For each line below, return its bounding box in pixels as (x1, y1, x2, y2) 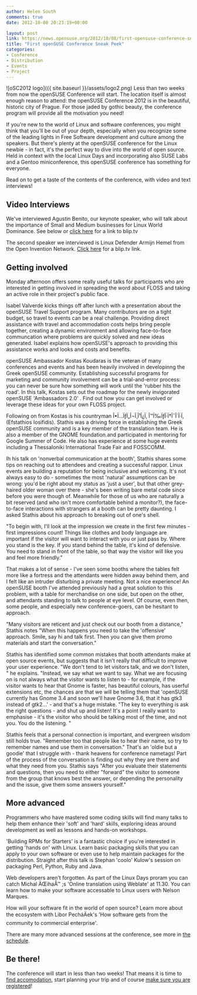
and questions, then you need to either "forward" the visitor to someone (6, 769, 180, 775)
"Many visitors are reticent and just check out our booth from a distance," (6, 621, 184, 628)
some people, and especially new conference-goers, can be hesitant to (6, 603, 179, 610)
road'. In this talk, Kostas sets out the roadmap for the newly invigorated (6, 389, 180, 395)
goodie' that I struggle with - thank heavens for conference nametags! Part (6, 750, 187, 757)
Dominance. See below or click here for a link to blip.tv (6, 228, 138, 235)
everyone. (6, 165, 30, 172)
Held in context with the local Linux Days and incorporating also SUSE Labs (6, 152, 189, 160)
